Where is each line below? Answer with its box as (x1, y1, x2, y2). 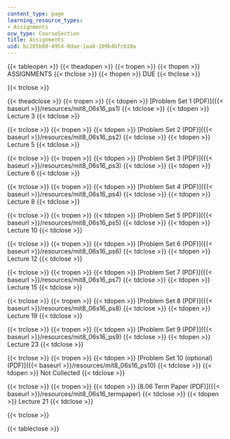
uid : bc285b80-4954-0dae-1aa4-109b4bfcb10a (7, 43, 137, 50)
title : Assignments (7, 37, 65, 44)
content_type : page (7, 10, 65, 18)
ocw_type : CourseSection (7, 30, 80, 37)
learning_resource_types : (7, 17, 83, 24)
